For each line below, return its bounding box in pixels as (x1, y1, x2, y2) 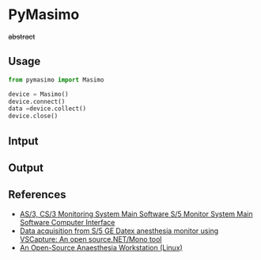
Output (8, 161, 43, 174)
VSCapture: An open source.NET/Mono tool (19, 234, 162, 243)
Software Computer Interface (19, 217, 115, 227)
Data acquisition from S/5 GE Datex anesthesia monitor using (19, 226, 219, 235)
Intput (8, 134, 39, 147)
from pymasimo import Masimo (8, 75, 104, 84)
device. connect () (8, 97, 66, 105)
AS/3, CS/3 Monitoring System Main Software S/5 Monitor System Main (19, 208, 253, 219)
